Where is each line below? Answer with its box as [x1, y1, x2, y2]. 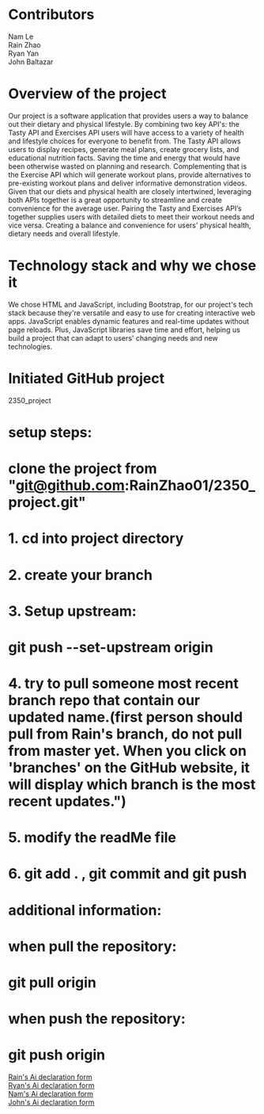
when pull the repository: [8, 937, 177, 956]
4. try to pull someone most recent [8, 675, 239, 692]
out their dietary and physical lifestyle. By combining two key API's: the [8, 119, 239, 128]
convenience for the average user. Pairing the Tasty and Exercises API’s [8, 204, 243, 213]
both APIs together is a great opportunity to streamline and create [8, 195, 223, 204]
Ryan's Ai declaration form [8, 1081, 95, 1090]
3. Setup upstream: [8, 602, 137, 620]
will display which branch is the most [8, 776, 256, 794]
